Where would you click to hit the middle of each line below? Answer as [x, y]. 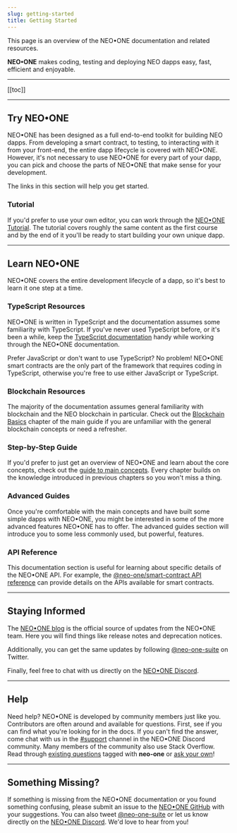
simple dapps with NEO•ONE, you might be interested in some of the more [116, 518]
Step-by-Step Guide [42, 447]
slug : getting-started [41, 14]
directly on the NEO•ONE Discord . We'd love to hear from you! [98, 822]
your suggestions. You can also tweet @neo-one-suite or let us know [108, 815]
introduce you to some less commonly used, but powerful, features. [106, 534]
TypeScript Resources [46, 306]
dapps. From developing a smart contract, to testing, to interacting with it [113, 142]
